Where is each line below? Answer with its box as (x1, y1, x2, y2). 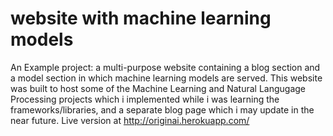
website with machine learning (10, 7, 272, 30)
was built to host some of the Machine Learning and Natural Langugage (10, 82, 307, 94)
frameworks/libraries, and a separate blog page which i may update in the (10, 103, 315, 116)
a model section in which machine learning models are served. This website (10, 72, 323, 84)
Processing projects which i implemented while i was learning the (10, 93, 280, 105)
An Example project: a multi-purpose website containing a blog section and (10, 61, 321, 73)
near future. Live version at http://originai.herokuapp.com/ (10, 114, 250, 126)
